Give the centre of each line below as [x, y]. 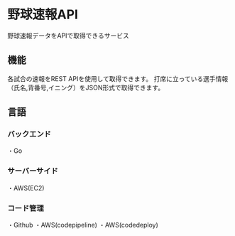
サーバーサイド [33, 171]
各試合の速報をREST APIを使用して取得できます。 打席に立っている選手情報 [118, 78]
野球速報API [43, 15]
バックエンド [29, 134]
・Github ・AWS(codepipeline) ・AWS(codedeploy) [83, 225]
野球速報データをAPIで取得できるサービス [69, 36]
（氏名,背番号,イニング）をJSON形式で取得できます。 [86, 87]
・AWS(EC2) [26, 188]
